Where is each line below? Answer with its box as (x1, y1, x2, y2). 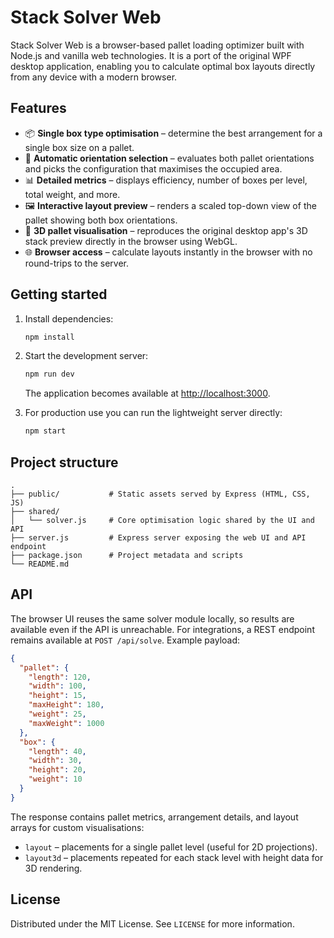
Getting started (10, 286, 108, 303)
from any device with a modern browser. (10, 71, 178, 83)
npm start (24, 426, 67, 436)
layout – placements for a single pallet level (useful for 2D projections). (24, 841, 318, 853)
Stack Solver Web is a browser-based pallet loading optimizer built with (10, 39, 305, 51)
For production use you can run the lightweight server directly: (24, 407, 283, 419)
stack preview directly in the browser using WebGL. (24, 235, 238, 247)
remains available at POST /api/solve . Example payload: (10, 634, 241, 646)
